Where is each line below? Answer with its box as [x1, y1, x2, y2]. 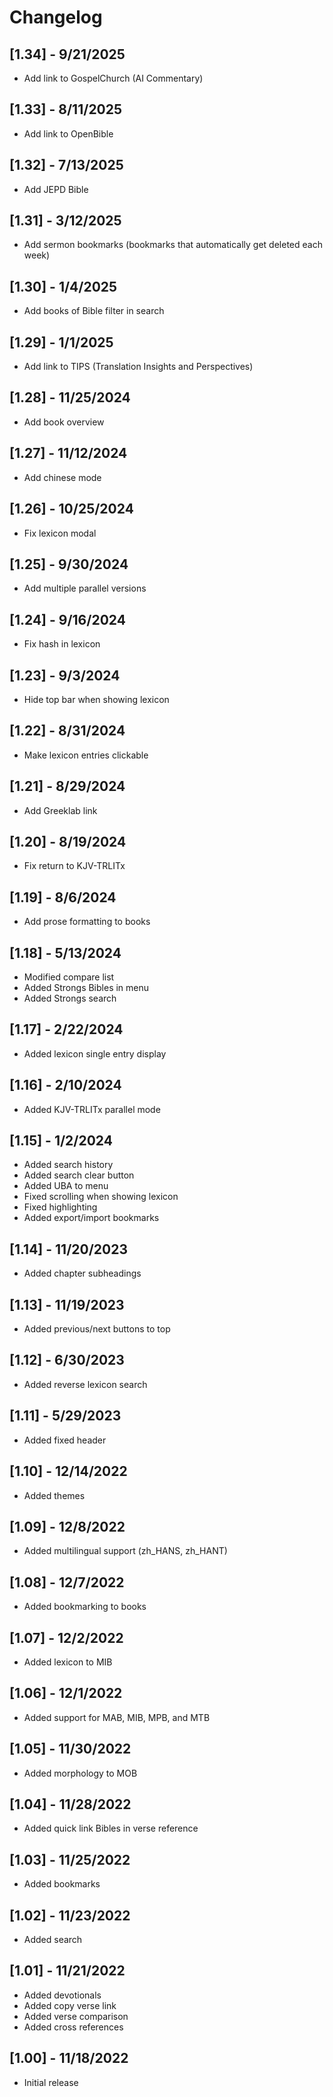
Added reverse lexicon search [23, 1378, 148, 1390]
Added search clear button [23, 1169, 135, 1181]
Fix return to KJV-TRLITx [23, 860, 126, 872]
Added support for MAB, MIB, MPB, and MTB [23, 1711, 211, 1723]
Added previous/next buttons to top [23, 1323, 171, 1335]
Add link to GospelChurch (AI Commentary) [23, 72, 204, 84]
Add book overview [23, 416, 105, 428]
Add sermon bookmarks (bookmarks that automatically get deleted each [23, 239, 323, 251]
